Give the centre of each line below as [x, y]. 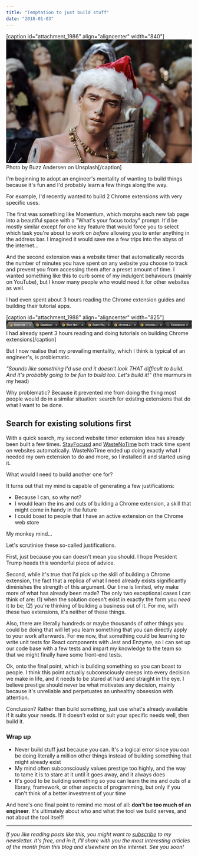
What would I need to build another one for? [60, 474]
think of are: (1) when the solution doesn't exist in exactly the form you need [98, 599]
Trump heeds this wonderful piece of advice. [61, 563]
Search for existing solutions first [69, 424]
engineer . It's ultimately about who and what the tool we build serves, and [96, 811]
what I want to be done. [35, 405]
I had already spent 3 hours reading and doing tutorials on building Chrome [97, 333]
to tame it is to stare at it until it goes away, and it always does [90, 774]
